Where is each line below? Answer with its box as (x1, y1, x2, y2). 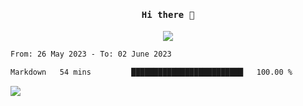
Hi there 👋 (141, 9, 195, 20)
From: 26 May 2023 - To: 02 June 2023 (10, 49, 172, 60)
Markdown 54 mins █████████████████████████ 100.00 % (10, 67, 293, 78)
